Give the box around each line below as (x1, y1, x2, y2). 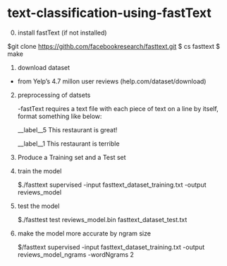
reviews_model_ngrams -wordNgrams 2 (17, 250, 134, 259)
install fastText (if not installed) (17, 28, 107, 37)
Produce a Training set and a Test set (17, 153, 126, 161)
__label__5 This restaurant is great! (17, 125, 118, 134)
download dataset (17, 63, 70, 71)
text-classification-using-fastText (7, 5, 211, 21)
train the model (17, 166, 62, 175)
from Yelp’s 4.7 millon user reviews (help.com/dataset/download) (17, 76, 207, 86)
